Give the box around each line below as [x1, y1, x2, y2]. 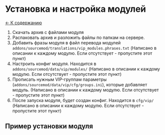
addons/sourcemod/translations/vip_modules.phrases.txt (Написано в [12, 45, 157, 51]
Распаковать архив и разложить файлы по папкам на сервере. [12, 34, 145, 40]
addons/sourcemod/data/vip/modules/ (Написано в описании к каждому [12, 66, 160, 72]
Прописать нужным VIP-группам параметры [12, 76, 107, 82]
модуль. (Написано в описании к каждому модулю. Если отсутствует [12, 87, 159, 93]
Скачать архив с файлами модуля [12, 29, 84, 35]
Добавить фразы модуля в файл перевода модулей [12, 39, 121, 45]
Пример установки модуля [5, 122, 94, 131]
